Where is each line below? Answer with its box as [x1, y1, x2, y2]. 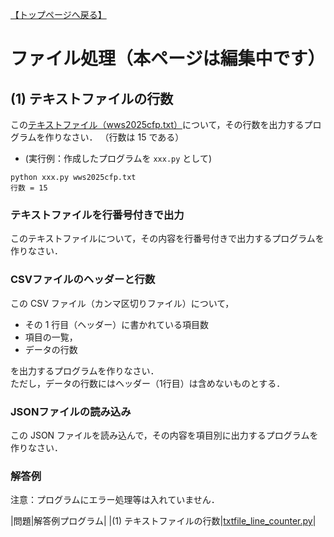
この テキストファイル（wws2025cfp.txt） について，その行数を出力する [10, 119, 305, 130]
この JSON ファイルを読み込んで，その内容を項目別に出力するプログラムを [10, 429, 319, 441]
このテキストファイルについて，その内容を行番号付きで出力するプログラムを [10, 233, 325, 245]
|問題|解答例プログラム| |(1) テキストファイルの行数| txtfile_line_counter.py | [10, 515, 317, 527]
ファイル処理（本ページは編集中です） [10, 48, 326, 70]
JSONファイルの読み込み [10, 404, 132, 418]
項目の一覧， [24, 331, 78, 343]
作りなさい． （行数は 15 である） [44, 131, 185, 143]
